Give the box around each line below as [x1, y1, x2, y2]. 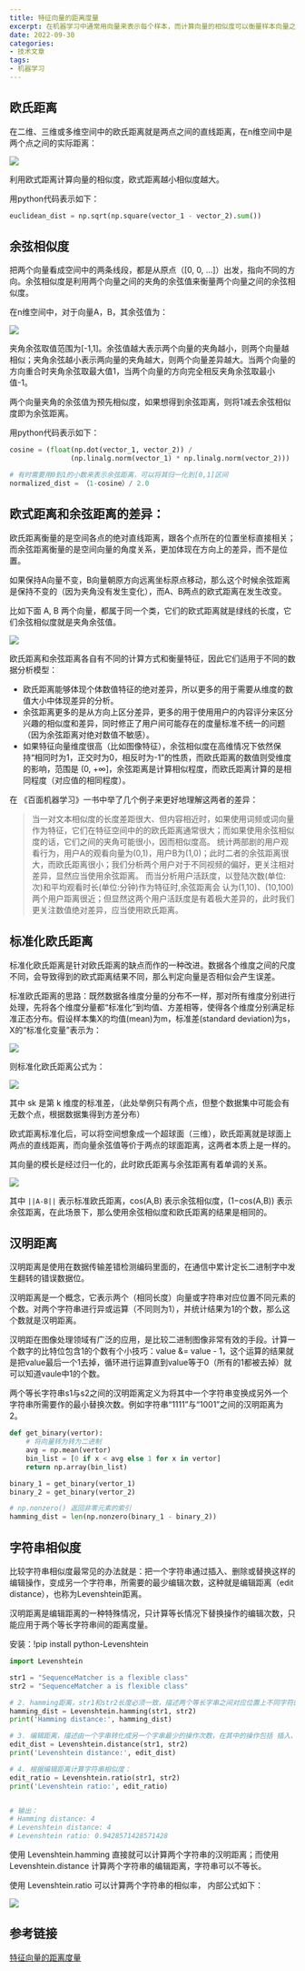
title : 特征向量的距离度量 [9, 13, 100, 23]
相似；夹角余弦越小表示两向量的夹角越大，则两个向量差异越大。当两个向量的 [9, 354, 296, 365]
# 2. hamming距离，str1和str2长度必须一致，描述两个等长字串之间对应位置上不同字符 [9, 1698, 293, 1707]
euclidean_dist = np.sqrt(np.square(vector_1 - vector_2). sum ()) [9, 211, 261, 220]
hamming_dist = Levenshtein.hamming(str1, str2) [9, 1706, 197, 1716]
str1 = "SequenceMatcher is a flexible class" [9, 1672, 189, 1682]
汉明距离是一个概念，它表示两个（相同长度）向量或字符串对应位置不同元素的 [9, 1292, 296, 1303]
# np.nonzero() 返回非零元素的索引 [9, 1504, 132, 1513]
